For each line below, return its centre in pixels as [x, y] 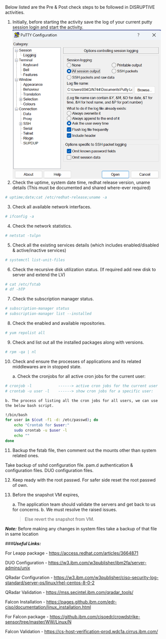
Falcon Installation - [25, 601]
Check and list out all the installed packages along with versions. [78, 342]
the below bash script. [30, 405]
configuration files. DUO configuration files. [49, 470]
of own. [20, 485]
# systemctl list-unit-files [35, 260]
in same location [22, 534]
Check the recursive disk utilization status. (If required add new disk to [84, 269]
